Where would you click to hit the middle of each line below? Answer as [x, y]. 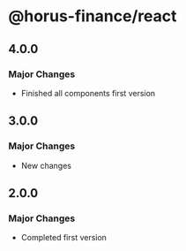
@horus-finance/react [93, 16]
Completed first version [64, 238]
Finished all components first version [88, 93]
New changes [46, 165]
